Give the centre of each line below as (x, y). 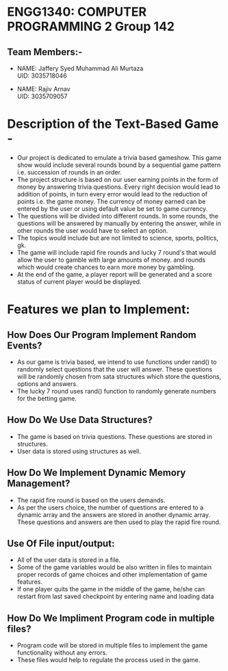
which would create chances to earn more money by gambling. (106, 267)
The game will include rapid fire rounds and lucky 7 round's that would (116, 252)
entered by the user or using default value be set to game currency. (112, 208)
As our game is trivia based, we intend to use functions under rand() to (117, 362)
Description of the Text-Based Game (113, 124)
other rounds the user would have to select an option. (92, 230)
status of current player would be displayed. (79, 282)
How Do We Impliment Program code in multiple (111, 618)
